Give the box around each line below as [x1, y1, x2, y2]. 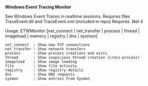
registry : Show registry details [5, 68, 83, 72]
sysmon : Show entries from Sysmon [5, 76, 90, 81]
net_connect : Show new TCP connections [5, 43, 90, 47]
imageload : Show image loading [5, 59, 77, 64]
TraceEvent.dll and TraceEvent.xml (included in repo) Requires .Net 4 [5, 19, 143, 24]
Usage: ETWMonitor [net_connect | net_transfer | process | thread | [5, 28, 140, 33]
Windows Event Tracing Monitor [5, 4, 71, 10]
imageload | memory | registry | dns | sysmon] [5, 33, 98, 39]
